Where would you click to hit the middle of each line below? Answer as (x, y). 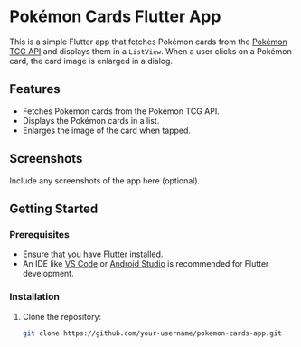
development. (48, 274)
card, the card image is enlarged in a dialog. (91, 61)
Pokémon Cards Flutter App (115, 17)
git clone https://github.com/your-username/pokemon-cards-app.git (152, 333)
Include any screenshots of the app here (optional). (105, 180)
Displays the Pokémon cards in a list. (91, 120)
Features (35, 89)
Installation (35, 297)
